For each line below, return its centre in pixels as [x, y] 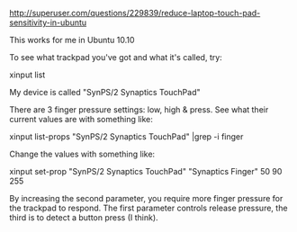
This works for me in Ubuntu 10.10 [72, 40]
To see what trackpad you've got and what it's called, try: [116, 57]
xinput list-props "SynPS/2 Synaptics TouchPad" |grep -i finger [126, 137]
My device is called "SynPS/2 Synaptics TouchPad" [105, 92]
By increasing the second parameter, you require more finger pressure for [146, 198]
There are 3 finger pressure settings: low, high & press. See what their [139, 110]
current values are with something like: [81, 119]
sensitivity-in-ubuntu [48, 22]
